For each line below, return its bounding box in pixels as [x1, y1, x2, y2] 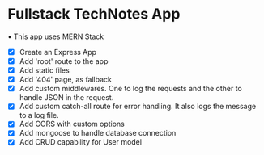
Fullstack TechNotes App [7, 5, 181, 23]
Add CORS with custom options [19, 119, 125, 129]
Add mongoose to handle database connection [19, 128, 177, 138]
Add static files [19, 65, 70, 75]
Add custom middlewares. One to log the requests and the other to [19, 84, 242, 94]
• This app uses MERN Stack [7, 31, 104, 41]
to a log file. [19, 111, 59, 120]
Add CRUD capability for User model [19, 137, 143, 147]
